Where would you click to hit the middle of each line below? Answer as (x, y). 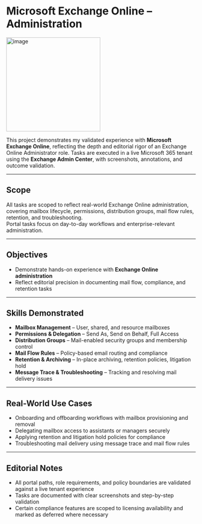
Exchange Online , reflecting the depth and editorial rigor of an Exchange (96, 146)
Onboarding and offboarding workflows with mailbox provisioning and (101, 418)
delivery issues (34, 379)
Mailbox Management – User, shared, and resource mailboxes (92, 328)
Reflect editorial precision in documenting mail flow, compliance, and (100, 282)
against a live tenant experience (54, 489)
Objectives (27, 255)
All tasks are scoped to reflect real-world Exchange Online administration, (98, 204)
